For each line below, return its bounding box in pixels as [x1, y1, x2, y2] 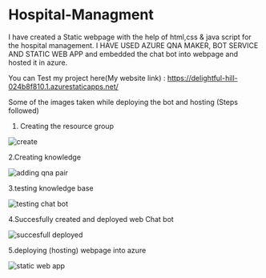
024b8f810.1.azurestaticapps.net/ [8, 82, 119, 91]
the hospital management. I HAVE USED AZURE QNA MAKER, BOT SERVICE [8, 40, 259, 50]
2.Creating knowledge [8, 152, 82, 162]
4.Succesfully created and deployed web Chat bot [8, 214, 174, 224]
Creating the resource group [19, 121, 115, 131]
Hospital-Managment [8, 6, 154, 24]
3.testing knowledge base [8, 183, 94, 193]
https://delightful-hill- [167, 73, 238, 83]
